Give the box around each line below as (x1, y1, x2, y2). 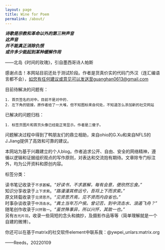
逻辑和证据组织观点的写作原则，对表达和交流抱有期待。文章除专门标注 (13, 155, 156, 161)
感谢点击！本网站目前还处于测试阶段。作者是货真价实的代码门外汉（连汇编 (5, 70, 156, 76)
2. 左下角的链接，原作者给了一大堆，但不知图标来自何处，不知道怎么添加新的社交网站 (5, 103, 155, 107)
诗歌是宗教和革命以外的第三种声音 (5, 31, 74, 36)
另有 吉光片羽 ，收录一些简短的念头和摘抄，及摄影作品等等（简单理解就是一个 (5, 213, 158, 218)
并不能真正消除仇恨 (5, 43, 44, 49)
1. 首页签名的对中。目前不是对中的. (5, 97, 69, 103)
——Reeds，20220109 (5, 240, 52, 246)
